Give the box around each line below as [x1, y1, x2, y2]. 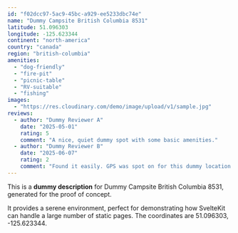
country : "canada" [7, 43, 62, 51]
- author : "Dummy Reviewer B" [14, 143, 103, 150]
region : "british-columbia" [7, 51, 91, 58]
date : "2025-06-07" [20, 150, 78, 157]
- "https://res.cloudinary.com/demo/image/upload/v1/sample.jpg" [14, 103, 212, 110]
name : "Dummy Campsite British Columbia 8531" [7, 17, 148, 24]
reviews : [7, 110, 33, 117]
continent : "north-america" [7, 37, 91, 44]
